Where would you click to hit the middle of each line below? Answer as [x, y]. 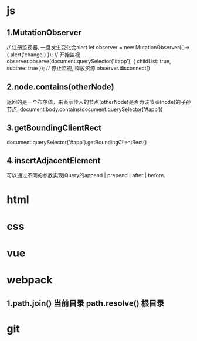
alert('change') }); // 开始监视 [45, 55]
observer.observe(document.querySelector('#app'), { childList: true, [89, 61]
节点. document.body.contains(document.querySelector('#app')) [85, 109]
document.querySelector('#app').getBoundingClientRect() [77, 142]
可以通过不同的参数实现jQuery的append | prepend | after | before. [86, 175]
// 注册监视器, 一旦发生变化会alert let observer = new [70, 47]
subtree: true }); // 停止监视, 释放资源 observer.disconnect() [78, 68]
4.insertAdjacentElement [54, 161]
